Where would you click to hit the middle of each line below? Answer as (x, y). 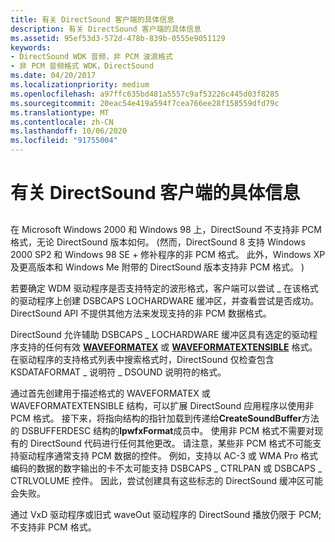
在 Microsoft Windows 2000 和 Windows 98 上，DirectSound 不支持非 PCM (166, 229)
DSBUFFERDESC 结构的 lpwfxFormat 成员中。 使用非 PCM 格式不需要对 (168, 430)
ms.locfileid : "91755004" (64, 141)
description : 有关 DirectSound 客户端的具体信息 (106, 29)
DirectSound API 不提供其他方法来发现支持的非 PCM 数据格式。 (141, 313)
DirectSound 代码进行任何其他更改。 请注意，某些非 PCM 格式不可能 (171, 443)
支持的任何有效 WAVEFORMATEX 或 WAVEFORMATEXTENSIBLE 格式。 (168, 347)
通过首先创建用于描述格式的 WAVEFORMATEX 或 (110, 393)
